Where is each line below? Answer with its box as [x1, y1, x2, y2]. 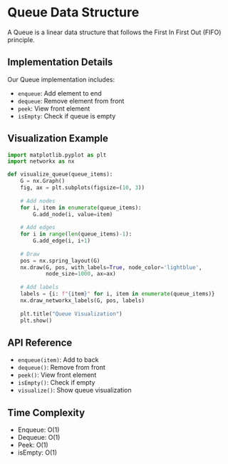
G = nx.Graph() [20, 178, 66, 185]
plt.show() [20, 317, 53, 324]
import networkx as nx [7, 158, 75, 165]
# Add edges [20, 224, 56, 231]
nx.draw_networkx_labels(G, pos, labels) [20, 297, 145, 304]
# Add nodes [20, 197, 56, 204]
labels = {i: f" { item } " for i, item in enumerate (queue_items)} [20, 291, 215, 298]
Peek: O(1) [17, 440, 48, 450]
